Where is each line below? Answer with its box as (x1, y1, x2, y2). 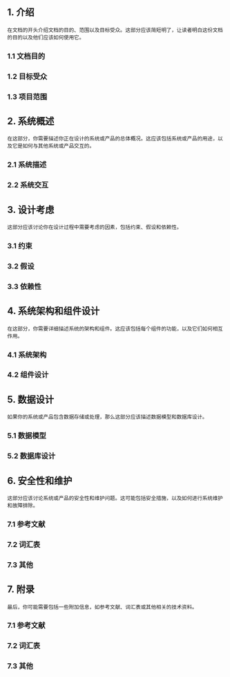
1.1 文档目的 (7, 51, 46, 61)
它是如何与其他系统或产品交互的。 (12, 142, 95, 150)
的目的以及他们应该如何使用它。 (7, 34, 85, 41)
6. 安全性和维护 (7, 474, 73, 486)
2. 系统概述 (7, 115, 55, 127)
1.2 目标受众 (7, 71, 48, 81)
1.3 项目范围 (7, 92, 48, 102)
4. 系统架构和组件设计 (7, 305, 100, 317)
